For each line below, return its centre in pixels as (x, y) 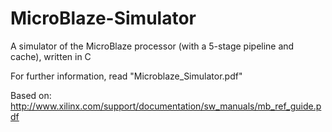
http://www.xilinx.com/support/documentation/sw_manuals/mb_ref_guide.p (166, 106)
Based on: (31, 95)
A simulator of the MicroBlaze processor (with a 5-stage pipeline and (152, 46)
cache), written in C (51, 56)
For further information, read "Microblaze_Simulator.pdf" (126, 76)
